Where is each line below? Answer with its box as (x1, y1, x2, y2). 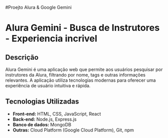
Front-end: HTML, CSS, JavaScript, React (12, 111, 101, 117)
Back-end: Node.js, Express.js (12, 116, 77, 122)
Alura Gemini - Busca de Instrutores (5, 22, 160, 33)
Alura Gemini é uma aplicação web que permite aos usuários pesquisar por (5, 66, 163, 73)
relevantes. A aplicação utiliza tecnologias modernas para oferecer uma (5, 77, 156, 83)
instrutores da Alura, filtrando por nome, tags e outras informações (5, 72, 146, 78)
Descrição (5, 53, 39, 61)
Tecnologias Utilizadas (5, 97, 79, 106)
